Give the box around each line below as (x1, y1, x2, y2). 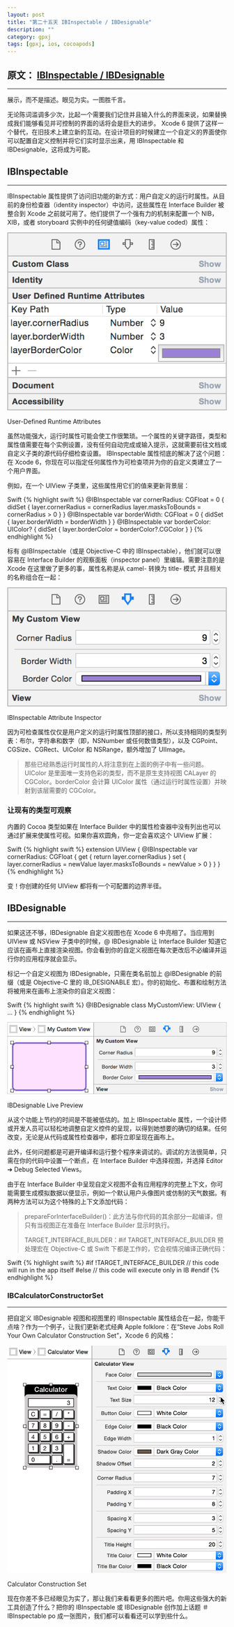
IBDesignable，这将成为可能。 (7, 145, 94, 153)
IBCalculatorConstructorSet (7, 1291, 104, 1300)
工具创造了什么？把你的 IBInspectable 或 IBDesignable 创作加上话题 (7, 1603, 201, 1611)
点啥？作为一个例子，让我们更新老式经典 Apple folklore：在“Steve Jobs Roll (7, 1323, 224, 1331)
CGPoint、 (191, 736, 221, 744)
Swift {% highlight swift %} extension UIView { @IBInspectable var (7, 845, 198, 853)
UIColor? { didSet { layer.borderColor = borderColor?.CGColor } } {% (7, 525, 203, 533)
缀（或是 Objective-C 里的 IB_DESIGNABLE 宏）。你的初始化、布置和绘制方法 (7, 977, 227, 987)
